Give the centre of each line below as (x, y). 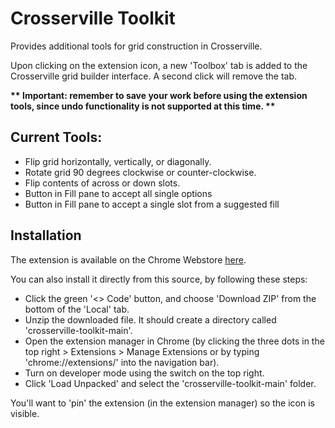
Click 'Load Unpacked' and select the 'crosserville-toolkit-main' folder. (170, 383)
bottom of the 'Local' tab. (77, 309)
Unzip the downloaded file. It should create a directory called (150, 319)
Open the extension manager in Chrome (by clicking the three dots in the (174, 341)
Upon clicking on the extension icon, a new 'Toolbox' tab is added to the (159, 65)
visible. (25, 413)
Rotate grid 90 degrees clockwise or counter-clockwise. (140, 172)
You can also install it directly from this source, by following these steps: (159, 279)
